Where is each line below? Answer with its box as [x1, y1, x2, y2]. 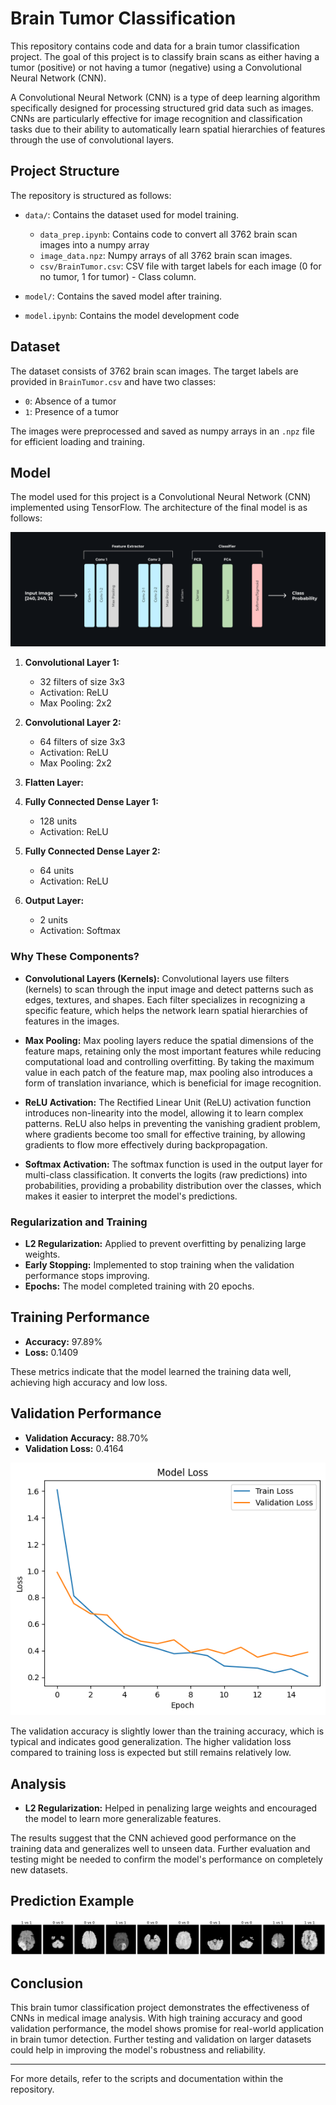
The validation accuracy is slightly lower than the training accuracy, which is [10, 1725, 325, 1737]
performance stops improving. [24, 1270, 150, 1282]
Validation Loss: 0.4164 [24, 1442, 125, 1454]
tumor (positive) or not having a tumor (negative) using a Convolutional [10, 61, 302, 73]
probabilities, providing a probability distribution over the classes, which [24, 1179, 322, 1191]
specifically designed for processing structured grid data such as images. [10, 102, 314, 114]
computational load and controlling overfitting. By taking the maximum [24, 1055, 315, 1067]
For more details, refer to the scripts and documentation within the [10, 2073, 284, 2085]
